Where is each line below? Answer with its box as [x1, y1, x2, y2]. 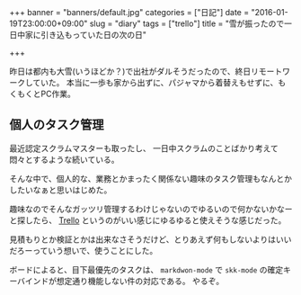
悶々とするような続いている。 [9, 154, 120, 165]
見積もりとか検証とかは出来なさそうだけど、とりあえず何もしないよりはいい [9, 234, 292, 245]
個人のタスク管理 [9, 117, 104, 132]
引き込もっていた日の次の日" [40, 30, 146, 40]
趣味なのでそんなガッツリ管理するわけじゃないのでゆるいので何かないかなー [9, 203, 293, 214]
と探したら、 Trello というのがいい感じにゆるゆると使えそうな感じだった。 [9, 214, 287, 226]
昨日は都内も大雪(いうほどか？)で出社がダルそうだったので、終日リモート [9, 66, 283, 76]
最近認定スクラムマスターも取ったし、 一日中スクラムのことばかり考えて [9, 142, 279, 154]
